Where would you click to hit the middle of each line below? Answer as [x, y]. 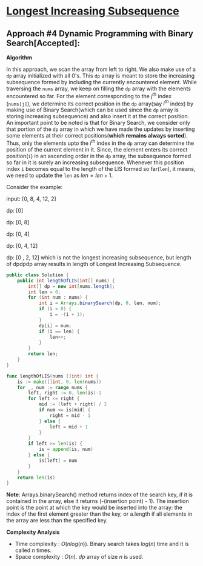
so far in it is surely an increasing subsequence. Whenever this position [95, 162]
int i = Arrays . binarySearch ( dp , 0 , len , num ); [100, 303]
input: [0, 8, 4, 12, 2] [31, 199]
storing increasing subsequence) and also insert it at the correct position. [98, 116]
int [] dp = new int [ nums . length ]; [72, 286]
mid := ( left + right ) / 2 [73, 404]
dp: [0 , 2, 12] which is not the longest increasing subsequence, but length [99, 257]
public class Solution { [38, 275]
